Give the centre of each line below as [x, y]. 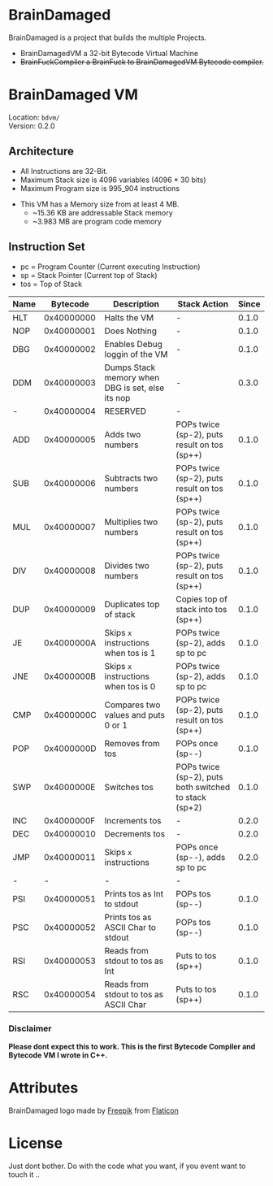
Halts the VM [129, 317]
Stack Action [203, 304]
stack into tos [201, 609]
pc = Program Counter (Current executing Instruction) [110, 267]
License [36, 1143]
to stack [191, 797]
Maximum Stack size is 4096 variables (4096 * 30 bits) [113, 180]
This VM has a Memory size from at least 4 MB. [100, 204]
